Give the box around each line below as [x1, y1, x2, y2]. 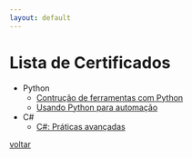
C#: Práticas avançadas [35, 121, 126, 132]
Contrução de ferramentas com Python [35, 92, 184, 103]
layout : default [9, 13, 71, 23]
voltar [9, 138, 32, 150]
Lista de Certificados [9, 52, 171, 73]
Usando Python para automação [35, 102, 158, 113]
